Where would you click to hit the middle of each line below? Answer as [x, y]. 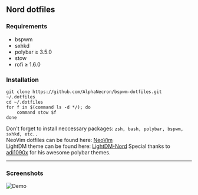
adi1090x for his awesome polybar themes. [58, 152]
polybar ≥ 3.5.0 [33, 52]
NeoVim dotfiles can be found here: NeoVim [60, 140]
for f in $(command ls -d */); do [49, 107]
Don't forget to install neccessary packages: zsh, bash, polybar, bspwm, [95, 128]
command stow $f [37, 112]
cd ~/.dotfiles [25, 102]
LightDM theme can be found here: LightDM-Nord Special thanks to [88, 146]
